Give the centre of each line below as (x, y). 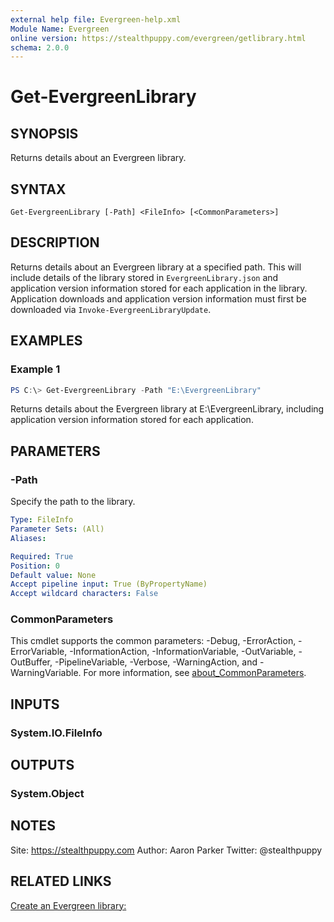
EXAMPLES (46, 341)
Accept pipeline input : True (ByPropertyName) (109, 584)
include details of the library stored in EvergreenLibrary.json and (144, 277)
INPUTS (35, 704)
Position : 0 (35, 566)
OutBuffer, (31, 662)
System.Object (47, 794)
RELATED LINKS (61, 881)
